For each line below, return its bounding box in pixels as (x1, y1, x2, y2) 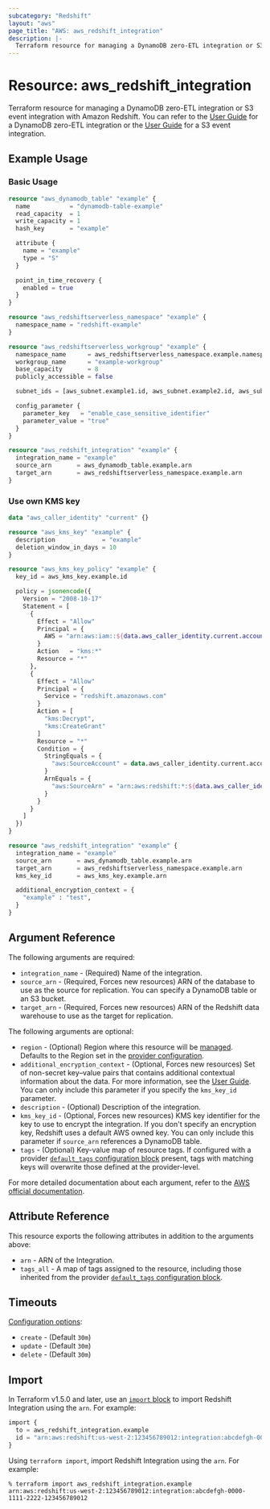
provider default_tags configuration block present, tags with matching (19, 1154, 254, 1163)
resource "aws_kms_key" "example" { (8, 528, 131, 536)
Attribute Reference (8, 1210, 110, 1224)
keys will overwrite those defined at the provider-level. (19, 1162, 201, 1171)
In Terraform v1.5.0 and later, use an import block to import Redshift (8, 1395, 232, 1404)
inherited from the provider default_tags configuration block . (19, 1272, 223, 1282)
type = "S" (22, 254, 59, 262)
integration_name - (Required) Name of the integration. (19, 968, 202, 978)
